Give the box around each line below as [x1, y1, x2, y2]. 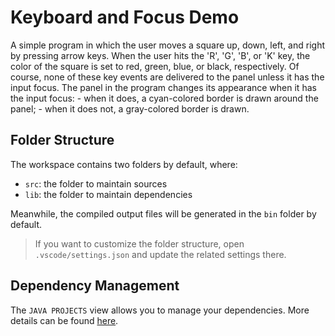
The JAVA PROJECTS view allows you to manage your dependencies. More [10, 304, 310, 316]
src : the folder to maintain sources [24, 177, 168, 190]
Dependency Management [10, 277, 180, 295]
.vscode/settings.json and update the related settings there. [34, 248, 287, 260]
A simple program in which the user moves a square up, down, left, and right [10, 39, 325, 51]
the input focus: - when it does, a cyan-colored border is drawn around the [10, 92, 319, 104]
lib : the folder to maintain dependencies [24, 188, 193, 200]
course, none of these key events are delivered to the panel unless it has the [10, 71, 325, 83]
